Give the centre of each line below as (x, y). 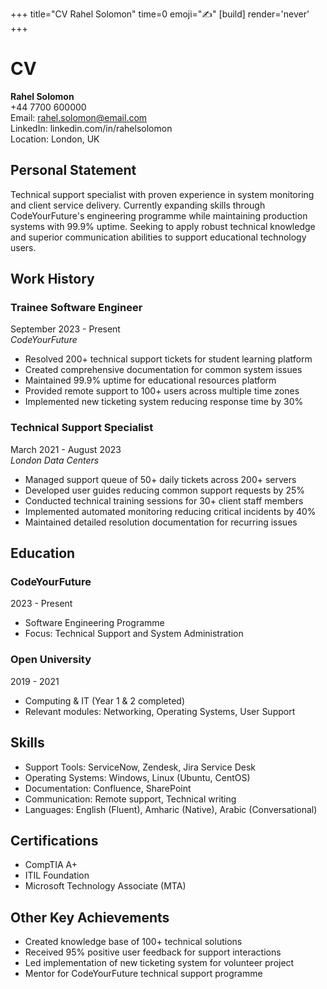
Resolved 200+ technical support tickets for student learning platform (168, 359)
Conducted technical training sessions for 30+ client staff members (164, 500)
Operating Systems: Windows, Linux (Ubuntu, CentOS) (137, 777)
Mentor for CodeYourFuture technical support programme (143, 974)
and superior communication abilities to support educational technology (158, 237)
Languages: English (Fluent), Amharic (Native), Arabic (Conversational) (171, 809)
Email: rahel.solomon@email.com (79, 117)
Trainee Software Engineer (76, 308)
